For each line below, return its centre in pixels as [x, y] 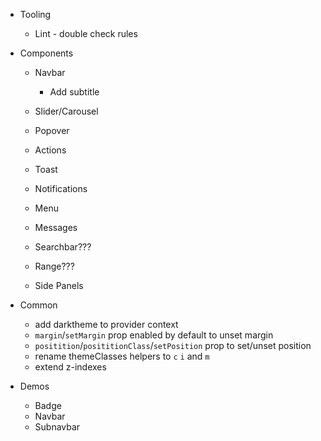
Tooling [35, 14]
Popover [52, 130]
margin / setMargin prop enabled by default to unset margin [154, 335]
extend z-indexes [70, 367]
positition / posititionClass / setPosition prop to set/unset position [173, 345]
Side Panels [59, 285]
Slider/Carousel [66, 111]
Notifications [61, 188]
